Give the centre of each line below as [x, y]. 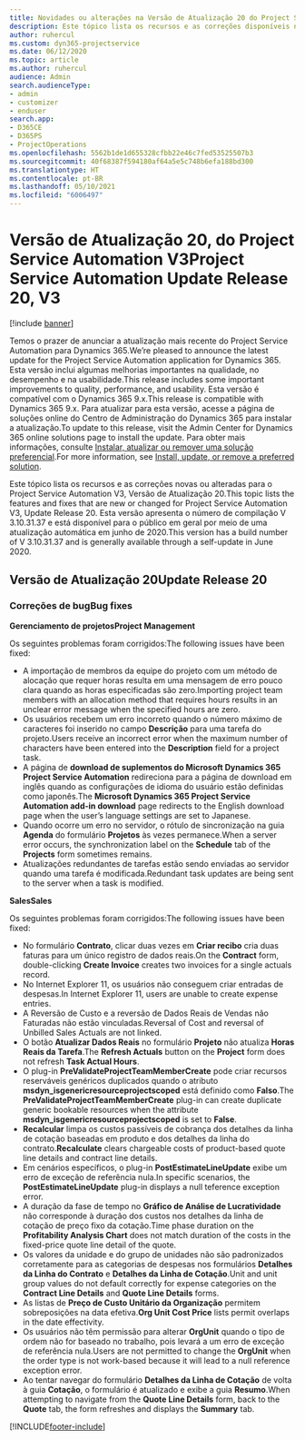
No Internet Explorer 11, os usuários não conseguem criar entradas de [153, 984]
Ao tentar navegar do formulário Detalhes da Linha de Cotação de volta [157, 1380]
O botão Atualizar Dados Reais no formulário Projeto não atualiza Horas [158, 1042]
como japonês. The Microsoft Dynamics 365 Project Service [137, 796]
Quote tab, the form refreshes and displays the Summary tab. [138, 1408]
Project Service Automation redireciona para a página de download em [157, 777]
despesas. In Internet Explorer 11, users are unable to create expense [150, 993]
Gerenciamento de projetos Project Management [102, 626]
